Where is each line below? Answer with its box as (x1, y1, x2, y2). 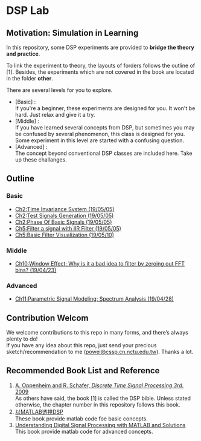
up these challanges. (14, 156, 68, 163)
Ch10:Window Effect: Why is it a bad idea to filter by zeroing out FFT (14, 260, 185, 267)
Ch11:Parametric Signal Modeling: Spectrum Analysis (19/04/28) (14, 295, 174, 302)
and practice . (6, 50, 40, 57)
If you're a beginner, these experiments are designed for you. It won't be (14, 105, 196, 112)
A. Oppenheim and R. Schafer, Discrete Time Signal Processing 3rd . (14, 382, 184, 389)
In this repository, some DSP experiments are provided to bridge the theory (6, 44, 195, 51)
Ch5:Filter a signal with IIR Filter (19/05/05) (14, 224, 122, 232)
